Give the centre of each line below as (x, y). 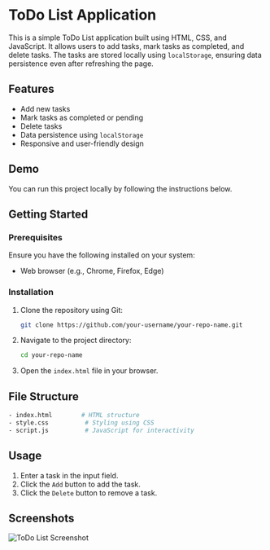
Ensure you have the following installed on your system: (102, 255)
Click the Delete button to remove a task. (89, 493)
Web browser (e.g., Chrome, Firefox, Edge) (92, 271)
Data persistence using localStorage (82, 134)
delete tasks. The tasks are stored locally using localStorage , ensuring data (135, 55)
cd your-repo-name (51, 355)
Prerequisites (35, 237)
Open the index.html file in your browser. (89, 371)
